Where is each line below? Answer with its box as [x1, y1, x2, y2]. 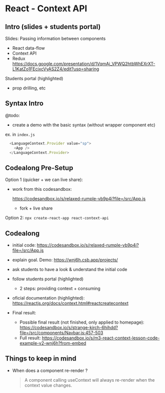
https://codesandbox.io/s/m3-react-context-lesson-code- [41, 335, 160, 341]
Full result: [19, 335, 41, 341]
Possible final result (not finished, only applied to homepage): [19, 319, 144, 325]
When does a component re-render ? [12, 367, 88, 373]
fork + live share [19, 205, 53, 212]
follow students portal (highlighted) [12, 276, 84, 282]
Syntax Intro [5, 99, 44, 108]
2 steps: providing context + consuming [19, 286, 101, 292]
